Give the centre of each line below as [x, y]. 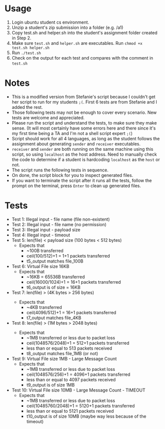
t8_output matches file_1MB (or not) [62, 353]
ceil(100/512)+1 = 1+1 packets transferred [68, 256]
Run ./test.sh [26, 53]
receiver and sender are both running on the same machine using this [82, 149]
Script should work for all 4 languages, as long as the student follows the [86, 138]
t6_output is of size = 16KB [53, 287]
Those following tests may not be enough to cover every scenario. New [84, 112]
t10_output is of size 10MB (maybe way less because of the [86, 416]
